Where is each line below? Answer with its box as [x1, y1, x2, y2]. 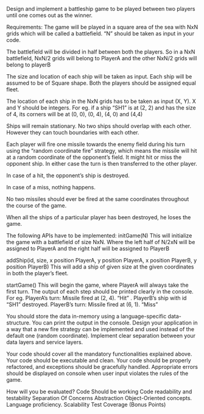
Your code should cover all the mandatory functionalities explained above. [6, 350, 192, 357]
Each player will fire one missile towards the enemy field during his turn [6, 141, 186, 148]
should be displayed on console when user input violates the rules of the [6, 370, 189, 377]
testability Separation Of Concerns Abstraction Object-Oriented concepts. [6, 395, 192, 401]
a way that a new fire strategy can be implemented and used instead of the [6, 326, 195, 332]
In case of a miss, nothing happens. [6, 184, 96, 191]
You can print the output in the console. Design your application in [32, 319, 198, 326]
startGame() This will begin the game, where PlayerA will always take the [6, 281, 189, 289]
